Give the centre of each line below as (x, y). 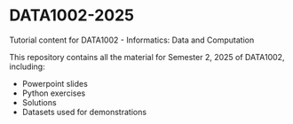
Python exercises (54, 93)
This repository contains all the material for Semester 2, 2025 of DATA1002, (147, 57)
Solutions (39, 102)
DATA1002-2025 (72, 15)
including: (28, 66)
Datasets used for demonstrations (84, 112)
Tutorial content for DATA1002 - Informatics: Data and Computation (132, 40)
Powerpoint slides (55, 83)
